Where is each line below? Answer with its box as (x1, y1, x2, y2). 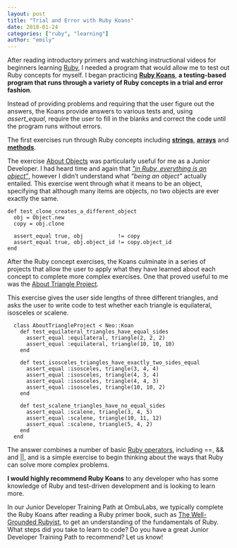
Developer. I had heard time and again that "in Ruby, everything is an (7, 164, 207, 173)
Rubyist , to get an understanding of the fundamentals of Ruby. (37, 518, 219, 526)
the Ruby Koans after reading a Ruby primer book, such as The (7, 511, 190, 519)
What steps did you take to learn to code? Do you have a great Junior (7, 525, 209, 534)
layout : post (7, 10, 46, 18)
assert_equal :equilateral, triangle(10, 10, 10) (25, 341, 175, 348)
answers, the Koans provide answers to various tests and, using (7, 107, 193, 116)
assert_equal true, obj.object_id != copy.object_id (13, 239, 172, 246)
